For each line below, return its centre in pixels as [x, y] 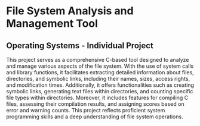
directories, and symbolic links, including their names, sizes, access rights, [98, 79]
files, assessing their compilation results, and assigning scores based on [95, 104]
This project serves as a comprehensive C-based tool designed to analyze [98, 60]
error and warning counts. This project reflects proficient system [86, 110]
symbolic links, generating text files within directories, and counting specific [100, 91]
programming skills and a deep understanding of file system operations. [95, 116]
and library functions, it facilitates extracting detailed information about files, [100, 72]
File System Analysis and [70, 11]
